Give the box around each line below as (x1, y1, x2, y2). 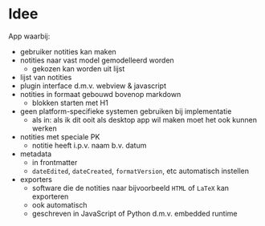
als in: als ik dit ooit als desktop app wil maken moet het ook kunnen (31, 115, 257, 124)
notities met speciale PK (19, 131, 100, 141)
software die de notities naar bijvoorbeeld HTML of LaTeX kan (31, 183, 230, 192)
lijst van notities (19, 72, 72, 82)
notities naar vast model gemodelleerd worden (19, 55, 174, 65)
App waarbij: (8, 31, 51, 41)
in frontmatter (31, 157, 78, 167)
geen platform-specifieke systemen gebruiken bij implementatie (19, 106, 232, 116)
